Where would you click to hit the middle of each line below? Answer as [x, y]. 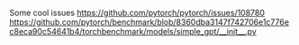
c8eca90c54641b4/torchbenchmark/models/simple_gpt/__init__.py [133, 31]
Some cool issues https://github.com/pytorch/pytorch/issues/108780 [137, 13]
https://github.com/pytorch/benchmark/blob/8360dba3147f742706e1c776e [149, 22]
